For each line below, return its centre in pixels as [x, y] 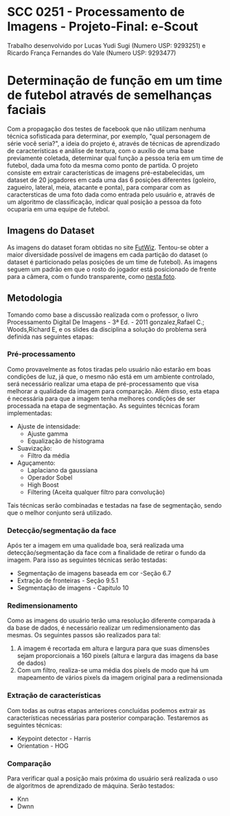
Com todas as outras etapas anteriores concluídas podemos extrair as [106, 710]
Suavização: [34, 448]
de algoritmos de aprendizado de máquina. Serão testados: [91, 785]
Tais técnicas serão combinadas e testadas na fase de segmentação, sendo [114, 505]
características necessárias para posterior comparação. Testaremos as [108, 718]
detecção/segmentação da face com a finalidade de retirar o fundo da [106, 553]
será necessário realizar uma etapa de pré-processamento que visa [103, 384]
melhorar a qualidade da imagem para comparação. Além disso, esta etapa [113, 391]
